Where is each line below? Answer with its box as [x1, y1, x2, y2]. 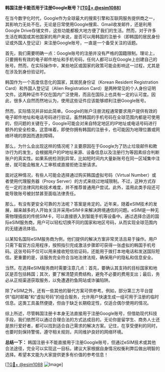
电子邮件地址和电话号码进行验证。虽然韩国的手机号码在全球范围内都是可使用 [5, 114, 160, 120]
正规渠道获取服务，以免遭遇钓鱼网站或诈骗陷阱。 [13, 278, 113, 283]
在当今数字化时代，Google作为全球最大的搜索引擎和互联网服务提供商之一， [5, 15, 158, 21]
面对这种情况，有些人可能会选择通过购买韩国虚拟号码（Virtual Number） [5, 172, 152, 178]
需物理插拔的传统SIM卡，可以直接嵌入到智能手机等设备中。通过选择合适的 [5, 214, 155, 219]
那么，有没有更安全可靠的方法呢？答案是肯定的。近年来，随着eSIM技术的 [5, 201, 153, 207]
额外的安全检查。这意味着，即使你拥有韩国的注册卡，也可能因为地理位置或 [5, 126, 156, 132]
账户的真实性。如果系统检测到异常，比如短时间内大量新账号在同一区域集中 [5, 155, 156, 161]
